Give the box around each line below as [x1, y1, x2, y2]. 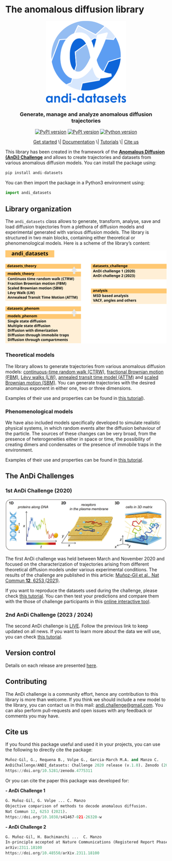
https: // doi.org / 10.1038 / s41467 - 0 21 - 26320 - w [5, 814, 102, 819]
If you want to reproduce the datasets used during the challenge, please [5, 587, 158, 593]
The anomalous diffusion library [5, 4, 144, 15]
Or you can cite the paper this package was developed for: [5, 778, 130, 784]
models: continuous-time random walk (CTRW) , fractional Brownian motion [5, 368, 164, 375]
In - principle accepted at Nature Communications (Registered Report [5, 840, 155, 845]
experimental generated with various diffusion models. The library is [5, 229, 149, 235]
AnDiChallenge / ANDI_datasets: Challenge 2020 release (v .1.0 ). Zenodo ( [5, 763, 164, 768]
